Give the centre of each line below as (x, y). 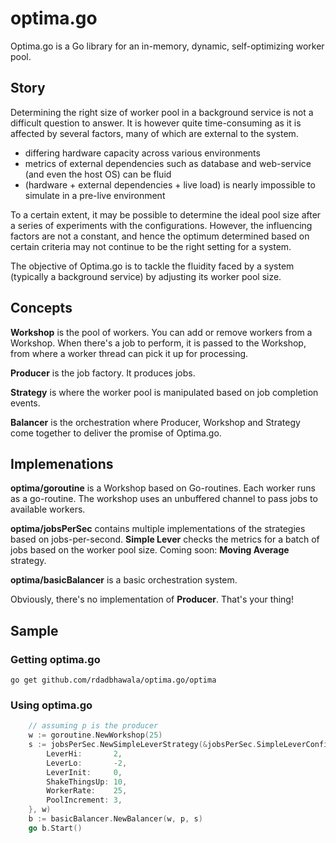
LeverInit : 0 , (84, 772)
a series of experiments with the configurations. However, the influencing (161, 225)
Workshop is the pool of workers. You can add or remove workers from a (161, 332)
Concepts (41, 308)
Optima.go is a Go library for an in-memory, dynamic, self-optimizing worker (167, 46)
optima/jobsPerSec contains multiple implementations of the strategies (158, 529)
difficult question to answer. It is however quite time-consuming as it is (156, 123)
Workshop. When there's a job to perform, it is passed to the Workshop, (158, 343)
